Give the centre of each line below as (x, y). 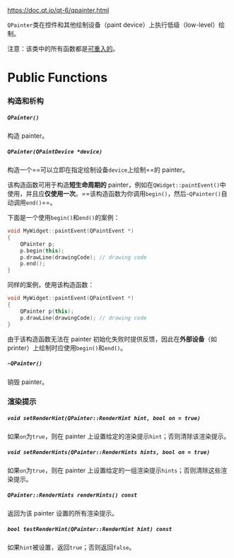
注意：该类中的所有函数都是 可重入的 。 (63, 48)
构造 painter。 (28, 136)
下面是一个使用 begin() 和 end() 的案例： (64, 218)
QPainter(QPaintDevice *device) (55, 151)
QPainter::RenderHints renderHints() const (72, 495)
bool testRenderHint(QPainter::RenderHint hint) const (90, 529)
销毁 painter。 (28, 382)
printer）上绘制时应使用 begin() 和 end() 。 (67, 348)
